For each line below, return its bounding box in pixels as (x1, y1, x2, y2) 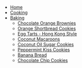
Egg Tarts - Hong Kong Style (17, 31, 77, 36)
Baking (10, 15, 25, 20)
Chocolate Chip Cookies (17, 57, 68, 63)
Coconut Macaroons (17, 36, 60, 42)
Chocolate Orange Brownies (17, 20, 76, 26)
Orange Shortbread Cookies (17, 25, 76, 31)
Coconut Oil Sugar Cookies (17, 41, 74, 47)
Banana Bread (17, 52, 47, 58)
